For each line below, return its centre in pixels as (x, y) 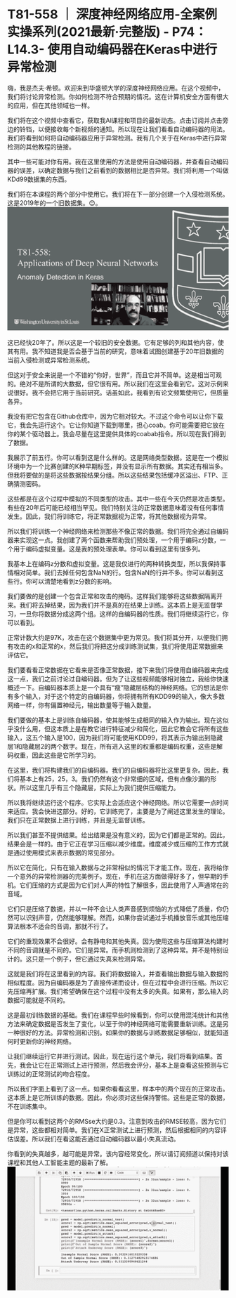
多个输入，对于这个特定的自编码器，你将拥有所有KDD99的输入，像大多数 (119, 697)
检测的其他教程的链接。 (41, 146)
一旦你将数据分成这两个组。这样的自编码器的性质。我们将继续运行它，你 (124, 614)
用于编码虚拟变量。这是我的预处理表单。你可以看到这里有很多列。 (109, 549)
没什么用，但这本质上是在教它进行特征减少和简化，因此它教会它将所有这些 (121, 729)
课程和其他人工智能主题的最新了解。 (60, 1162)
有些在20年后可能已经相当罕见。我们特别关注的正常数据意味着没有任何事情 (116, 508)
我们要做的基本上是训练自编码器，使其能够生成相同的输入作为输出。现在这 (115, 720)
